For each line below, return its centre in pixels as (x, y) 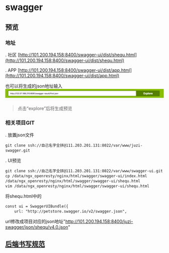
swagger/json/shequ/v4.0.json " (38, 227)
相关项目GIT (20, 123)
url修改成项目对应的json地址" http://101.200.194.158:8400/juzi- (69, 221)
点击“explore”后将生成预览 (45, 109)
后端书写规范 (25, 244)
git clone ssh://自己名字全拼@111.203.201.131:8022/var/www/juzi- (74, 145)
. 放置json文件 (20, 135)
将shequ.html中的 (23, 196)
